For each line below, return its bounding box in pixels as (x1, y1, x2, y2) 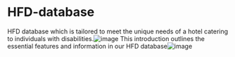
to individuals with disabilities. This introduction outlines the (7, 34, 205, 42)
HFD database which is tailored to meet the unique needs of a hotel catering (7, 27, 229, 35)
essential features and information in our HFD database (7, 42, 167, 50)
